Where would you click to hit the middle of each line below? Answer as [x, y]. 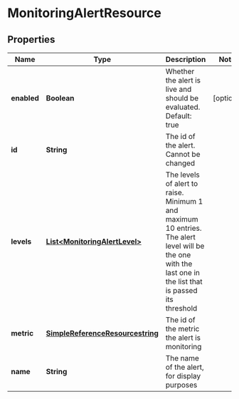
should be [182, 98]
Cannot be [183, 154]
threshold [181, 308]
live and [179, 89]
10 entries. [184, 228]
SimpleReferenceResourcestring [102, 333]
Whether [180, 71]
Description [186, 59]
